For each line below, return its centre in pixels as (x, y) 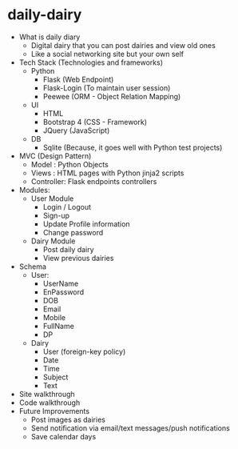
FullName (59, 326)
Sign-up (56, 215)
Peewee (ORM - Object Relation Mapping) (112, 96)
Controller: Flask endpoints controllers (94, 181)
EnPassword (63, 292)
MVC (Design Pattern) (55, 156)
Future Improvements (54, 411)
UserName (61, 283)
